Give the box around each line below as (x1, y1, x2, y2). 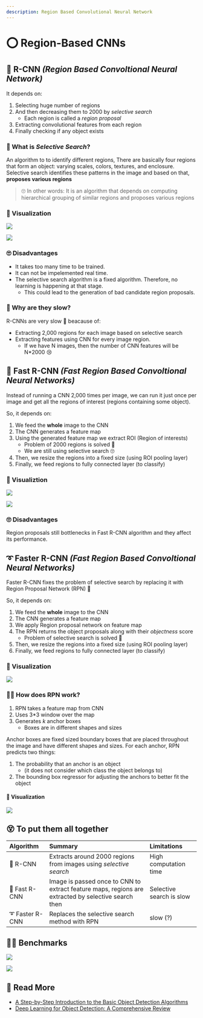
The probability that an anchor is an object (14, 760, 121, 767)
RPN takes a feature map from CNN (14, 704, 104, 712)
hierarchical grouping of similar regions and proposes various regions (21, 194, 195, 201)
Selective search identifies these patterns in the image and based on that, (6, 169, 190, 176)
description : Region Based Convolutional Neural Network (6, 8, 153, 15)
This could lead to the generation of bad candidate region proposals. (24, 288, 195, 296)
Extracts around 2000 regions (49, 852, 135, 861)
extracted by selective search (49, 892, 134, 901)
